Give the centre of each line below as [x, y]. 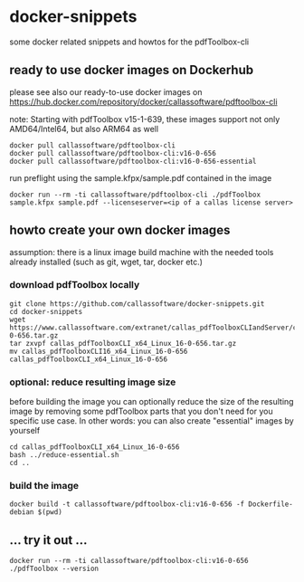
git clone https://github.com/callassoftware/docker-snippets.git [137, 304]
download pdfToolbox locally [75, 285]
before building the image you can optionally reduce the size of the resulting [152, 402]
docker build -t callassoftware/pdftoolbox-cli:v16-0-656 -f [127, 504]
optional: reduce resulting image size [93, 382]
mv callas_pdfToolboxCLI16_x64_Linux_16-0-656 [99, 351]
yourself [25, 431]
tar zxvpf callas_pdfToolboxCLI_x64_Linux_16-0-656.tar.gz [123, 343]
